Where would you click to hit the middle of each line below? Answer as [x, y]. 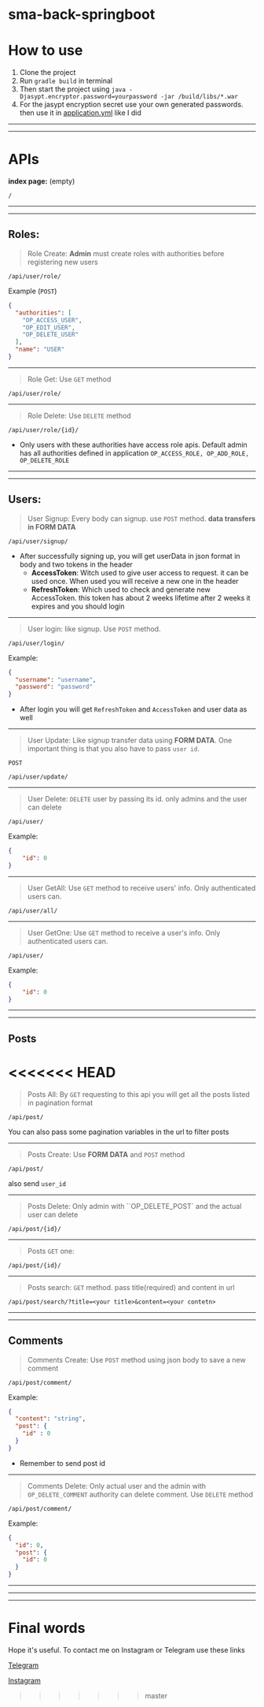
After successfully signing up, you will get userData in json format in [130, 556]
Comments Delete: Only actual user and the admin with [117, 1486]
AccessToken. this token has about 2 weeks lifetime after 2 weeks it [141, 597]
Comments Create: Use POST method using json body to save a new [136, 1359]
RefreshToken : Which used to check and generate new [121, 589]
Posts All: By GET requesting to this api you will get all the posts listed [138, 1094]
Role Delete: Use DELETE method [79, 415]
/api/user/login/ [37, 643]
